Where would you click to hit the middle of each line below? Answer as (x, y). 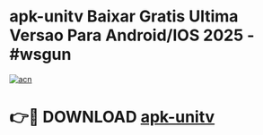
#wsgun (40, 55)
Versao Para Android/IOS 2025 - (132, 35)
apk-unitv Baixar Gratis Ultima (124, 17)
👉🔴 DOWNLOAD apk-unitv (112, 117)
